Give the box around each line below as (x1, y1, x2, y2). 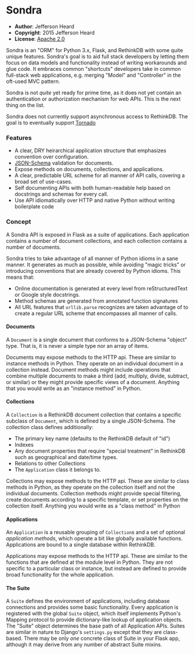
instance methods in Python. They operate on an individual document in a (6, 359, 183, 367)
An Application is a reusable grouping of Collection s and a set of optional (6, 529, 186, 536)
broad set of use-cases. (14, 178, 73, 185)
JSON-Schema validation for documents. (14, 159, 114, 167)
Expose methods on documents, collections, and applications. (14, 166, 165, 173)
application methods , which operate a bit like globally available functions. (6, 535, 183, 542)
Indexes (14, 441, 34, 448)
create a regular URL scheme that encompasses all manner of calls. (14, 310, 177, 317)
